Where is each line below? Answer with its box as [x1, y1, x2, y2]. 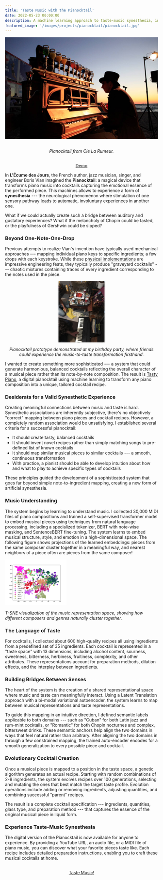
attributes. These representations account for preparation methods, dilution [5, 659, 156, 665]
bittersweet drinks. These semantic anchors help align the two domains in [5, 727, 153, 733]
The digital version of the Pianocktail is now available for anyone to [5, 834, 139, 841]
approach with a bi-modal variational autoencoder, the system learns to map [5, 697, 158, 703]
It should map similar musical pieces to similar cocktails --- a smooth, [12, 450, 151, 456]
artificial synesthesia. [5, 485, 48, 491]
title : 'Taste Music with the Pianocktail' [5, 8, 95, 13]
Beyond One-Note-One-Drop [5, 235, 75, 241]
